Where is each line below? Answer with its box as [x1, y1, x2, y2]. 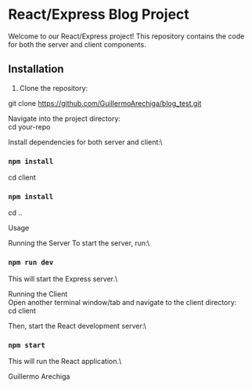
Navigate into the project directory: [8, 114, 121, 123]
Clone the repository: [19, 83, 88, 93]
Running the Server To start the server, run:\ [8, 238, 150, 248]
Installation [8, 63, 64, 76]
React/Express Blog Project [8, 5, 189, 24]
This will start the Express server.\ [8, 274, 118, 283]
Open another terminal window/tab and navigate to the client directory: [8, 297, 237, 307]
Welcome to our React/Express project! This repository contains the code [8, 31, 245, 41]
